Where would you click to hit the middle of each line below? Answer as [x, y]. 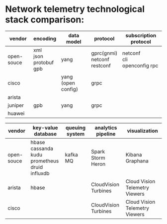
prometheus [45, 161]
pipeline [106, 134]
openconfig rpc [140, 66]
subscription [141, 35]
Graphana [137, 161]
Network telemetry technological [75, 9]
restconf [101, 66]
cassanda [42, 149]
